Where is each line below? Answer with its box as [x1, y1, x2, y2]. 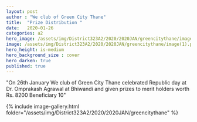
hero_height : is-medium [6, 47, 64, 53]
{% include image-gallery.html [6, 103, 80, 110]
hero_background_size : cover [6, 52, 80, 58]
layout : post [6, 8, 38, 15]
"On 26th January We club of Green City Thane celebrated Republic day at [6, 79, 186, 86]
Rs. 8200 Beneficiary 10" [6, 91, 66, 99]
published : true [6, 63, 46, 69]
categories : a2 [6, 30, 43, 36]
